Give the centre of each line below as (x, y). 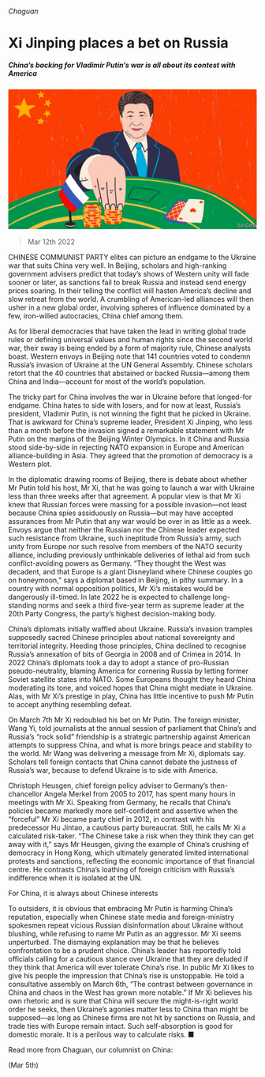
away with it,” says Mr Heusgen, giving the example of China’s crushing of (129, 845)
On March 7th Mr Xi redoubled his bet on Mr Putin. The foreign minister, (125, 720)
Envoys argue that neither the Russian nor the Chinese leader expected (124, 530)
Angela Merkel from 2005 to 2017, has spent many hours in (140, 794)
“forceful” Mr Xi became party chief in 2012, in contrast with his (112, 819)
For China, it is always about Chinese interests (83, 894)
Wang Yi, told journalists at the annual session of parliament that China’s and (132, 729)
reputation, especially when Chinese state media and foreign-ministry (121, 917)
